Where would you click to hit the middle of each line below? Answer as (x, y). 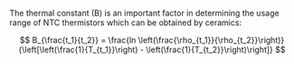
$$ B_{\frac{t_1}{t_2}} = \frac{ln (78, 40)
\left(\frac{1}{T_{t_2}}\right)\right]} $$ (216, 50)
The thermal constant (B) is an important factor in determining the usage (144, 13)
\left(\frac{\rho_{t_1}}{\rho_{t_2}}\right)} (211, 40)
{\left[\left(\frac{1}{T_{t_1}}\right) (78, 50)
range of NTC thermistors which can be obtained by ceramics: (126, 23)
